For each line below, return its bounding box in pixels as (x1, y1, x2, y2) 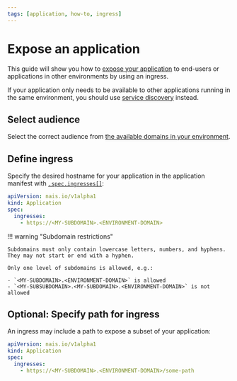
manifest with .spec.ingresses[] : (7, 179, 105, 188)
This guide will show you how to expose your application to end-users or (7, 64, 219, 73)
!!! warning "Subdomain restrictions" (7, 232, 113, 241)
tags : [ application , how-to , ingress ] (7, 10, 122, 18)
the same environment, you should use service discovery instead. (7, 93, 200, 101)
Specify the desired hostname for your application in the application (7, 171, 205, 181)
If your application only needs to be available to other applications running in (7, 86, 231, 94)
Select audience (7, 113, 81, 125)
